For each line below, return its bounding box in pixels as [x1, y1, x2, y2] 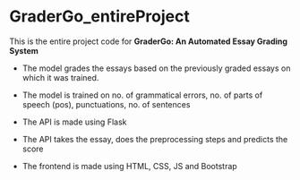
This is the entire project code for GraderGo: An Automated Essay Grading [9, 36, 288, 47]
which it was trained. [21, 72, 99, 82]
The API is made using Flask [21, 116, 127, 127]
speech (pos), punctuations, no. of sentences [21, 99, 191, 109]
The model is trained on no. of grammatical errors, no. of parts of [21, 90, 263, 100]
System [9, 45, 39, 56]
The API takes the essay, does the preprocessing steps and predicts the [21, 133, 288, 144]
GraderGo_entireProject [9, 6, 190, 27]
